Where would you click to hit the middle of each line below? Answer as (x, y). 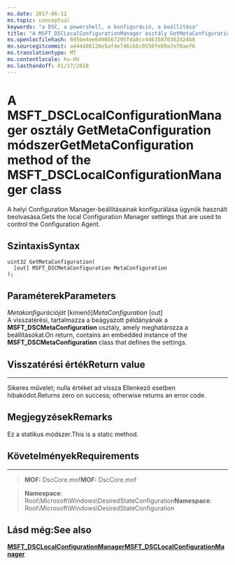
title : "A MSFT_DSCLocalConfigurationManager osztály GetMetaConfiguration (120, 33)
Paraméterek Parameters (62, 296)
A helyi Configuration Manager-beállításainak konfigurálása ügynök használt (117, 209)
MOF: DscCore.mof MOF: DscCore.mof (80, 480)
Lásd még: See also (50, 530)
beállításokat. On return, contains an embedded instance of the (97, 335)
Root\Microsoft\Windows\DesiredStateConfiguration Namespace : (118, 501)
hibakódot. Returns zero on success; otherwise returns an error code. (107, 395)
